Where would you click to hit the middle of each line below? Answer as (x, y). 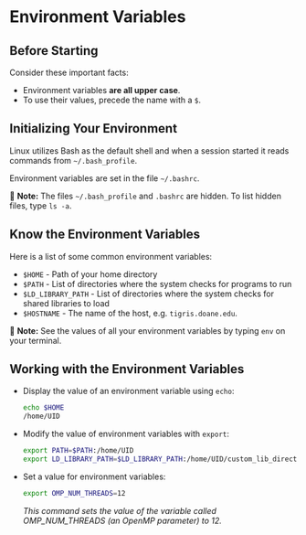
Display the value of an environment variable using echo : (128, 391)
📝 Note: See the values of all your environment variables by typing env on (148, 330)
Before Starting (54, 51)
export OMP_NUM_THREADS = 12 (74, 493)
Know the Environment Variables (105, 235)
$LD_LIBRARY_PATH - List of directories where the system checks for (148, 294)
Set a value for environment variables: (94, 476)
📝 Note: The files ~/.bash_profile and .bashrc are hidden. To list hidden (145, 196)
